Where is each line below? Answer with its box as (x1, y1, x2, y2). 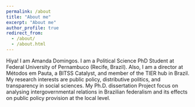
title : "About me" (6, 14, 51, 20)
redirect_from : (6, 30, 43, 36)
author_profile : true (6, 25, 59, 31)
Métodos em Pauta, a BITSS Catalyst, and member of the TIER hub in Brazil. (6, 70, 190, 77)
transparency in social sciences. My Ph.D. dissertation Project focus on (6, 82, 179, 89)
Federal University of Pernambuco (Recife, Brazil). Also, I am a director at (6, 63, 183, 70)
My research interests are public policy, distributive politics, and (6, 75, 161, 82)
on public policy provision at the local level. (6, 94, 110, 101)
